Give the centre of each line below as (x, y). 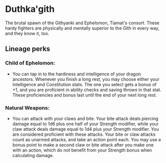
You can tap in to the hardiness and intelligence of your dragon (77, 74)
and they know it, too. (27, 33)
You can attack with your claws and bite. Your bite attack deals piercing (85, 118)
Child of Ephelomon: (30, 63)
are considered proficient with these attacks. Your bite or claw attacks (84, 134)
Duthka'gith (30, 9)
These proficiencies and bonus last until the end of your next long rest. (84, 95)
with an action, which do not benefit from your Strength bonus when (82, 150)
